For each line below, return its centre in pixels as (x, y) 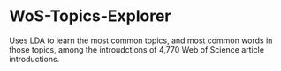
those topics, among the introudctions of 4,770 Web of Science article (137, 49)
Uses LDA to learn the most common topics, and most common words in (141, 40)
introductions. (34, 59)
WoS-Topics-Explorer (90, 16)
